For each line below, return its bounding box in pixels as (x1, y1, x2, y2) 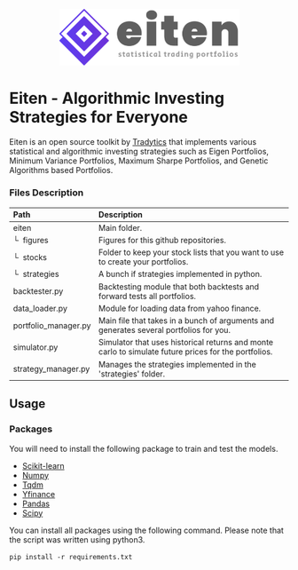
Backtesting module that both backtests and (98, 281, 260, 292)
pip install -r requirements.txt (9, 552, 133, 561)
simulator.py (12, 342, 59, 352)
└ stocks (12, 251, 47, 262)
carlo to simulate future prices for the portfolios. (98, 346, 273, 357)
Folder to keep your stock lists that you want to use (98, 247, 285, 257)
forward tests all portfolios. (98, 290, 197, 301)
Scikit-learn (21, 460, 65, 471)
